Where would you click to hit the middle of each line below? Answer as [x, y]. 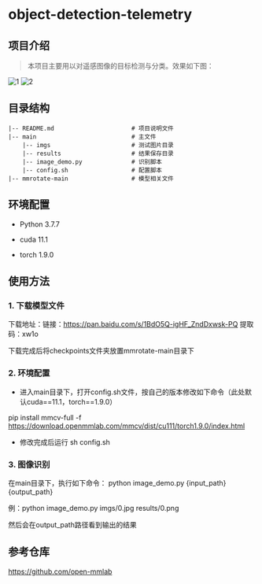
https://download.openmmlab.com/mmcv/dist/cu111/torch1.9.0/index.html [127, 426]
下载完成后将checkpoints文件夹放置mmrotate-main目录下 [101, 351]
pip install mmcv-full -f [45, 417]
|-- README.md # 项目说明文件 [91, 128]
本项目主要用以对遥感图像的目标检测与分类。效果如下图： [120, 66]
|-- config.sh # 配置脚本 [92, 170]
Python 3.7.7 [40, 224]
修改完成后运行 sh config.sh [65, 442]
